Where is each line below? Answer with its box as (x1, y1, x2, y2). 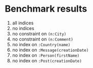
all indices (12, 20, 34, 26)
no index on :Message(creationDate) (12, 47, 89, 53)
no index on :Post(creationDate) (12, 57, 82, 63)
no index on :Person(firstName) (12, 52, 80, 58)
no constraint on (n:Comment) (12, 36, 74, 42)
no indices (12, 25, 34, 31)
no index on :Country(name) (12, 41, 71, 47)
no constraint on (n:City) (12, 30, 67, 37)
